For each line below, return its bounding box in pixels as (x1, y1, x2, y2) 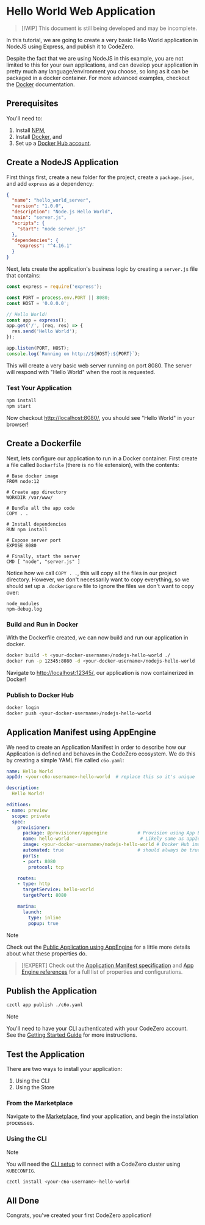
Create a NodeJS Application (6, 157, 119, 167)
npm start (6, 403, 32, 409)
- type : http (17, 881, 51, 887)
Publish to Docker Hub (6, 691, 74, 699)
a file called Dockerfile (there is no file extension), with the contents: (6, 461, 179, 468)
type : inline (28, 914, 62, 921)
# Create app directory (6, 489, 67, 495)
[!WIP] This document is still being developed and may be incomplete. (21, 24, 198, 32)
